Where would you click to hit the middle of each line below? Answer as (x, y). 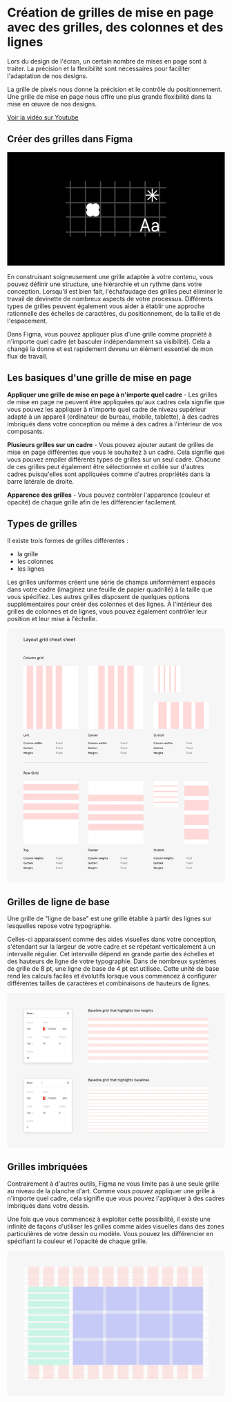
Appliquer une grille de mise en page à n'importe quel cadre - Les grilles (112, 395)
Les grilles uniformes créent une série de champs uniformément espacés (111, 582)
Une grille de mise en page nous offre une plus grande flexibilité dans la (109, 96)
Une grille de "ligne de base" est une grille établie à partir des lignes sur (109, 918)
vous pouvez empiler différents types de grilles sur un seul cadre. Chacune (114, 459)
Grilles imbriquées (48, 1167)
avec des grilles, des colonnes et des (115, 27)
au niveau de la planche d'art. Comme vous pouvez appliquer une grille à (111, 1191)
